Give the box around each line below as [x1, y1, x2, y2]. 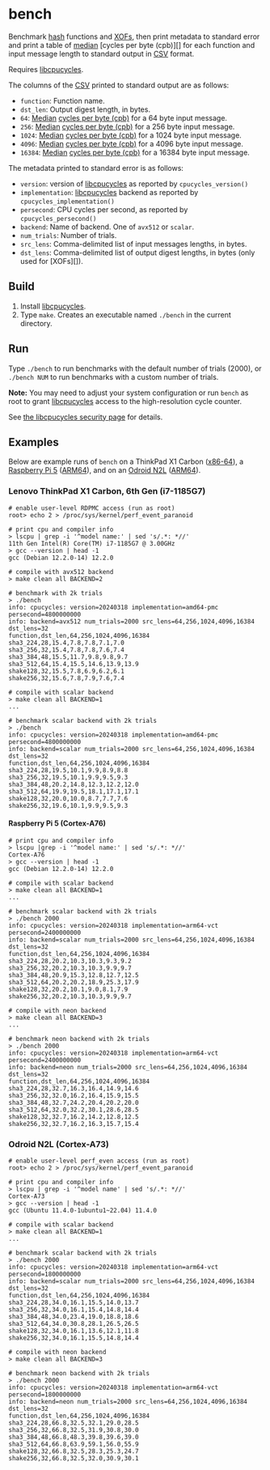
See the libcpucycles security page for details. [8, 412, 163, 422]
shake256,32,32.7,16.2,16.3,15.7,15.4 [8, 1119, 139, 1128]
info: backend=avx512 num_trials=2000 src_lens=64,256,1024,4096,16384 [8, 617, 255, 626]
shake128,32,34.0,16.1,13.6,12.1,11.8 [8, 1327, 139, 1336]
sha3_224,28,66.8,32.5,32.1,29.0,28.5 [8, 1419, 139, 1427]
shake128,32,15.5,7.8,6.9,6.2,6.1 [8, 667, 125, 675]
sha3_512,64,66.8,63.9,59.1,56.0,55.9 [8, 1440, 139, 1449]
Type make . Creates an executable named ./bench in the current [19, 309, 232, 320]
